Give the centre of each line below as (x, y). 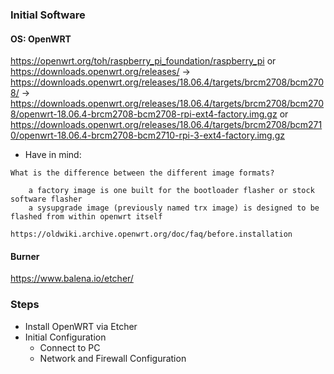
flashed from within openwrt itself (86, 217)
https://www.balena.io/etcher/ (72, 279)
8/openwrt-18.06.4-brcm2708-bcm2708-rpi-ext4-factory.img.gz (144, 114)
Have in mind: (53, 155)
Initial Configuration (65, 337)
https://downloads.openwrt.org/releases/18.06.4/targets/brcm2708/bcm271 (166, 125)
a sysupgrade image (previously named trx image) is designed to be (174, 208)
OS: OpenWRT (41, 39)
